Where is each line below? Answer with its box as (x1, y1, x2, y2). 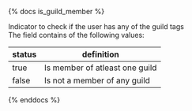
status (12, 49, 37, 60)
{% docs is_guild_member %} (8, 7, 105, 16)
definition (81, 49, 120, 60)
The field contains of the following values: (8, 31, 145, 39)
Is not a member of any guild (43, 75, 150, 86)
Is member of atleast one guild (43, 62, 157, 73)
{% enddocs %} (8, 95, 61, 105)
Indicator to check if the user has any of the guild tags (8, 22, 184, 31)
